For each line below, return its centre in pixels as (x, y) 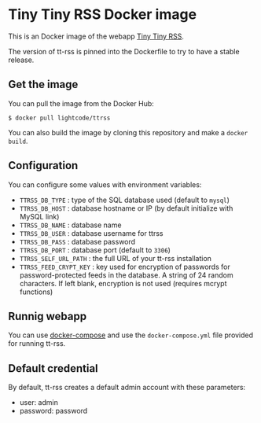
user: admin (39, 403)
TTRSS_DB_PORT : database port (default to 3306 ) (95, 250)
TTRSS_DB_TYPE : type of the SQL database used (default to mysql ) (125, 200)
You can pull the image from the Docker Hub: (81, 103)
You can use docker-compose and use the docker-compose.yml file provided (131, 335)
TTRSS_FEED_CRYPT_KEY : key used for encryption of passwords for (125, 267)
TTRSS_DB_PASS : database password (77, 241)
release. (21, 60)
